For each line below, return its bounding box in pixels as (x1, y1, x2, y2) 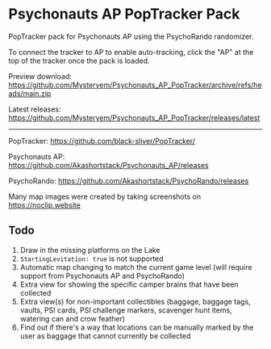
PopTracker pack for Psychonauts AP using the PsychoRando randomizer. (8, 32, 254, 41)
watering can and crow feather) (19, 313, 126, 323)
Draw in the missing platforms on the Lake (19, 245, 161, 254)
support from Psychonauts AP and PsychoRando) (19, 271, 186, 280)
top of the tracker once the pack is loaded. (8, 56, 151, 65)
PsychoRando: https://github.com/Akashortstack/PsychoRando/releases (8, 175, 249, 186)
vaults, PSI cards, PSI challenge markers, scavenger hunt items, (19, 305, 232, 315)
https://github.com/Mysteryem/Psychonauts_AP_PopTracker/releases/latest (8, 112, 261, 122)
